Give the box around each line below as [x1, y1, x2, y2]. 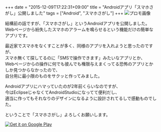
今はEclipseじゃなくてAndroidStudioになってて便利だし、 [5, 89, 120, 95]
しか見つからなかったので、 [5, 67, 60, 73]
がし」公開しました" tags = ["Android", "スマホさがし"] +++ [5, 10, 124, 16]
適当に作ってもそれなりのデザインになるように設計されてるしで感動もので [5, 96, 153, 101]
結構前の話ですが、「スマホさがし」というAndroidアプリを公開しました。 [5, 21, 150, 26]
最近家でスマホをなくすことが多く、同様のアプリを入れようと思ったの [5, 43, 145, 48]
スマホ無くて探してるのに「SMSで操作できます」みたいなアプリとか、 [5, 55, 146, 60]
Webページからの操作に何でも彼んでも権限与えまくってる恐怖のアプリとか [5, 61, 154, 67]
